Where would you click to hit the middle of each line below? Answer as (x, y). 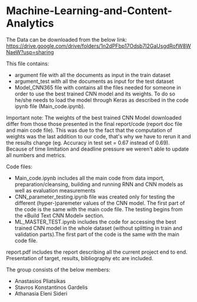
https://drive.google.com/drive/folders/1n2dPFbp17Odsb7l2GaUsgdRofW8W (98, 46)
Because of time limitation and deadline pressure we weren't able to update (98, 149)
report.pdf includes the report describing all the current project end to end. (97, 252)
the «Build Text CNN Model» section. (59, 215)
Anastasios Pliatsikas (40, 281)
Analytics (30, 23)
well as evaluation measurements (55, 190)
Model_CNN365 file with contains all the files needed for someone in (98, 87)
